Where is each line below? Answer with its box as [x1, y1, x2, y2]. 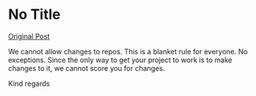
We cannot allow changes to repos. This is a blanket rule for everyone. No [8, 46, 248, 56]
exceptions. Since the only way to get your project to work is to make [8, 55, 232, 65]
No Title [8, 6, 61, 24]
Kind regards [8, 79, 50, 88]
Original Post [8, 31, 50, 41]
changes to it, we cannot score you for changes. [8, 63, 165, 72]
